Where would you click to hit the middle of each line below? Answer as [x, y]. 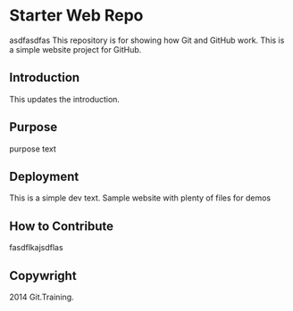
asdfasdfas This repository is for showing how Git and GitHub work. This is [147, 40]
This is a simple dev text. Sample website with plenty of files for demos [140, 198]
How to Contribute [62, 226]
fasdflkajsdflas [37, 248]
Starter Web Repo [76, 16]
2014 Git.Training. [42, 297]
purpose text [33, 149]
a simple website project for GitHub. [75, 49]
